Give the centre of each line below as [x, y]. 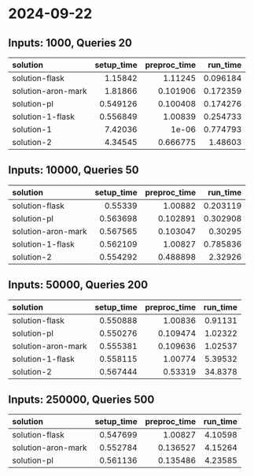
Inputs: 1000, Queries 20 [70, 43]
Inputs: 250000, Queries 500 [81, 400]
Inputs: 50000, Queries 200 [78, 285]
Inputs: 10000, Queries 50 [74, 170]
